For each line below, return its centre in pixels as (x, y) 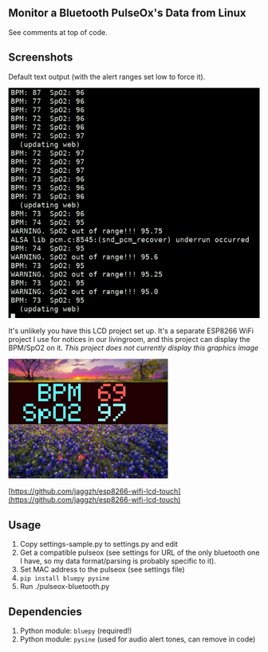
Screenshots (41, 58)
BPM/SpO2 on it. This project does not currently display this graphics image (134, 348)
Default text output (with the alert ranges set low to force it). (107, 77)
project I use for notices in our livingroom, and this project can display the (129, 340)
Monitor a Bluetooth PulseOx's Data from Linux (127, 13)
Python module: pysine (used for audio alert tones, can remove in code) (138, 639)
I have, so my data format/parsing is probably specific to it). (118, 561)
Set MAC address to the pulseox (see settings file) (102, 570)
